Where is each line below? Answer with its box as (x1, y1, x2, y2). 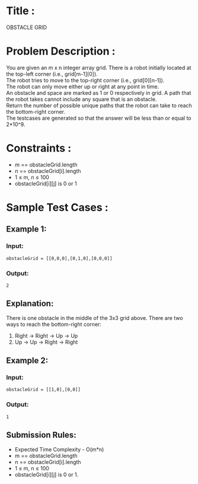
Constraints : (6, 142, 72, 155)
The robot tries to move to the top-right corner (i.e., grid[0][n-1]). (6, 76, 165, 84)
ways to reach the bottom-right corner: (6, 320, 102, 328)
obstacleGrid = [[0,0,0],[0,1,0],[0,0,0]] (6, 255, 113, 261)
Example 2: (6, 355, 49, 366)
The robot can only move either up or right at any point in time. (6, 83, 159, 90)
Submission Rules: (6, 430, 76, 440)
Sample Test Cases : (6, 201, 108, 214)
